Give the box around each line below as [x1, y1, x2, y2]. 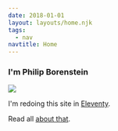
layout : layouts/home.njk [8, 19, 92, 27]
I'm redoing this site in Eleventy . [8, 99, 111, 108]
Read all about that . [8, 115, 71, 124]
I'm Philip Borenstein [8, 67, 88, 78]
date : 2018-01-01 [8, 11, 65, 20]
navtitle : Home [8, 41, 58, 49]
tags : [8, 26, 26, 34]
